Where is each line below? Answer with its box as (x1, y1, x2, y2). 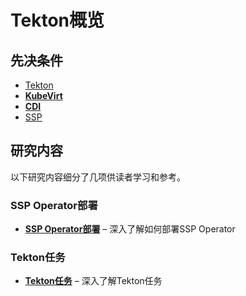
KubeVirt (24, 90, 63, 101)
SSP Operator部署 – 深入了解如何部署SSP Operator (24, 223, 236, 235)
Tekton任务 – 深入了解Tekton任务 (24, 275, 163, 287)
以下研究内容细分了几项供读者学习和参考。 (10, 171, 186, 183)
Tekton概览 (10, 9, 105, 32)
